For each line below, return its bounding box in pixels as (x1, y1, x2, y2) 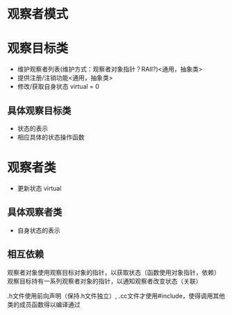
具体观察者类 (7, 206, 63, 219)
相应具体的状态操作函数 (17, 133, 85, 141)
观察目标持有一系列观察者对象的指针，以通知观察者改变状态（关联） (7, 277, 202, 285)
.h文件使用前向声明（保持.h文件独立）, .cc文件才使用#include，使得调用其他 (7, 291, 226, 300)
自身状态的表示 (17, 226, 60, 235)
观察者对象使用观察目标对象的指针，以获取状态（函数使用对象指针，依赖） (7, 268, 220, 276)
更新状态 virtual (17, 184, 62, 192)
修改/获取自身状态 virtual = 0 (17, 83, 99, 91)
